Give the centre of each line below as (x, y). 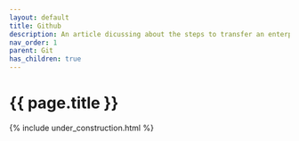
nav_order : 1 (33, 42)
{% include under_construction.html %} (81, 128)
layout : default (39, 17)
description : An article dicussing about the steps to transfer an (137, 34)
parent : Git (31, 51)
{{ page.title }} (64, 103)
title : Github (36, 26)
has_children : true (45, 59)
